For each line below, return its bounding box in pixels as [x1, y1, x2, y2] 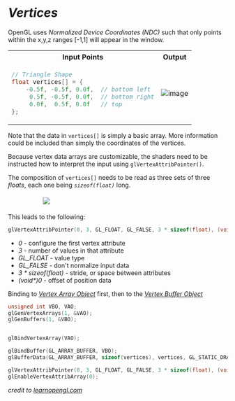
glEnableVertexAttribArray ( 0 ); [8, 373, 99, 380]
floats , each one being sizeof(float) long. [8, 181, 131, 189]
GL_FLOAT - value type [17, 253, 85, 262]
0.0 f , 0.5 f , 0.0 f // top [29, 100, 123, 108]
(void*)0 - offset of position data [17, 276, 112, 284]
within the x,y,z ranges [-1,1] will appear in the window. [8, 35, 165, 43]
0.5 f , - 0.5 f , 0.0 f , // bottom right [29, 92, 155, 101]
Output [162, 52, 187, 62]
